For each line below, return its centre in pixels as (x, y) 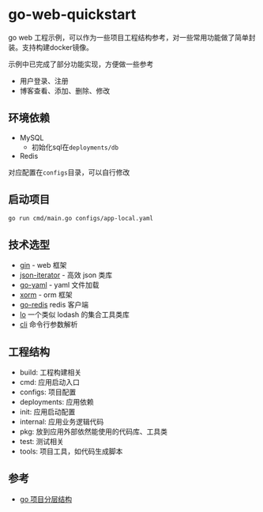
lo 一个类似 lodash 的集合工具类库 (75, 314)
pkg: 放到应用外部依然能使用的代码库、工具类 (94, 431)
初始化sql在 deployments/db (75, 147)
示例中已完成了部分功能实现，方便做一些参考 (81, 64)
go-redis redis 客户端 (54, 305)
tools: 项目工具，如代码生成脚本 (71, 451)
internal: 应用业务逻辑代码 (62, 422)
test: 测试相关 (42, 442)
